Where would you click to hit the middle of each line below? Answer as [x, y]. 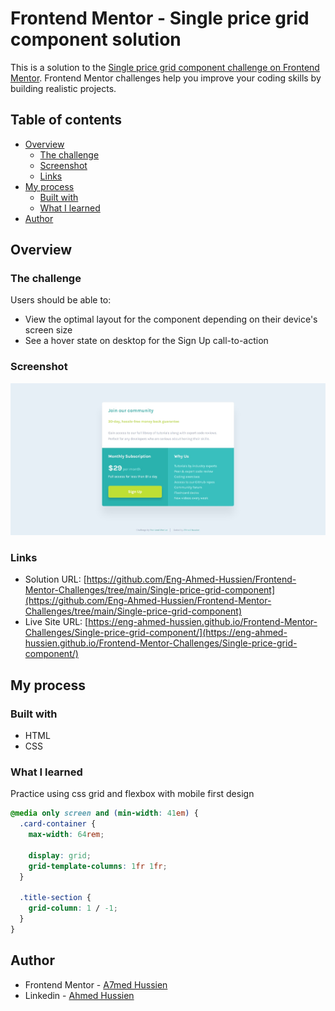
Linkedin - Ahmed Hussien [79, 995]
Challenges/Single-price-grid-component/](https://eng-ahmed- [156, 633]
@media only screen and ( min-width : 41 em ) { [104, 813]
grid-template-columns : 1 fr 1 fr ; [98, 866]
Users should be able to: [61, 300]
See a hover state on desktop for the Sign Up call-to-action [146, 341]
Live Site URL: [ [56, 622]
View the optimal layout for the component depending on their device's [171, 319]
